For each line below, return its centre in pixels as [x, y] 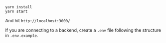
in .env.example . [22, 35]
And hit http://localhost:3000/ [38, 21]
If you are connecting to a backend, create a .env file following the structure [83, 30]
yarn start [16, 11]
